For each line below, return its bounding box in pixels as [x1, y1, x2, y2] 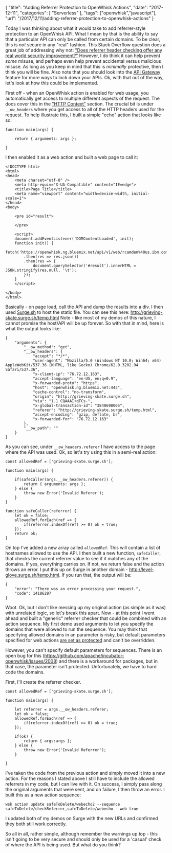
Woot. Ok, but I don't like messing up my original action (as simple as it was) [5, 605, 166, 610]
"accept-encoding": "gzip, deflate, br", [32, 412, 123, 417]
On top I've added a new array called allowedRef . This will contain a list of [5, 545, 161, 550]
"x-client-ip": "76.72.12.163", [32, 371, 102, 377]
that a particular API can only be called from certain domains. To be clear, [5, 36, 160, 42]
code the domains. [5, 669, 45, 675]
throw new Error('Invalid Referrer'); [24, 748, 106, 753]
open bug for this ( [5, 653, 45, 659]
